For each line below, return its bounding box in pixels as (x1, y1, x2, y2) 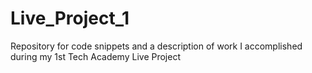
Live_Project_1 (10, 7, 130, 30)
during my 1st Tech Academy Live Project (10, 50, 181, 62)
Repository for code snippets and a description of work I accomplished (10, 40, 303, 52)
